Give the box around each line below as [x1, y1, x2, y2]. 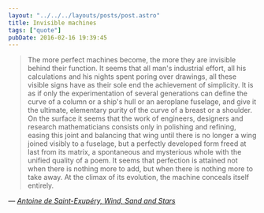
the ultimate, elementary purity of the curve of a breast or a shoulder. [27, 106, 253, 115]
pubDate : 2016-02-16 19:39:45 [8, 33, 108, 42]
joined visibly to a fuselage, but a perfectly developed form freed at [27, 139, 247, 148]
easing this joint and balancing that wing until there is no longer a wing [27, 131, 257, 140]
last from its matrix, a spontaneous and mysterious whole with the [27, 148, 242, 157]
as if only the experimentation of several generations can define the [27, 88, 248, 99]
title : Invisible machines [8, 19, 97, 27]
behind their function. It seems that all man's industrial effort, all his [27, 64, 247, 73]
